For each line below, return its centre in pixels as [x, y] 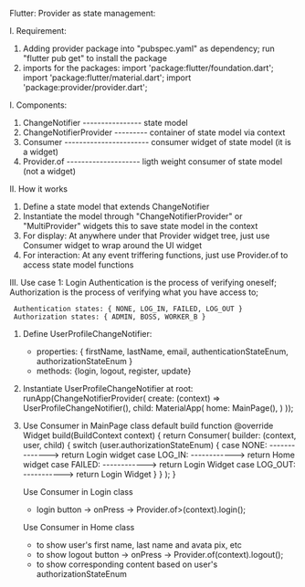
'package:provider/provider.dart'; [85, 87]
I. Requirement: [38, 31]
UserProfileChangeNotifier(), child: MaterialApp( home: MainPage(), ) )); [158, 408]
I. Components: [38, 105]
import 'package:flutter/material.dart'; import [107, 78]
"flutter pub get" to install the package [95, 58]
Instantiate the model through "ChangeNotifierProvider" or [132, 216]
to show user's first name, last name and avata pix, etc [139, 545]
